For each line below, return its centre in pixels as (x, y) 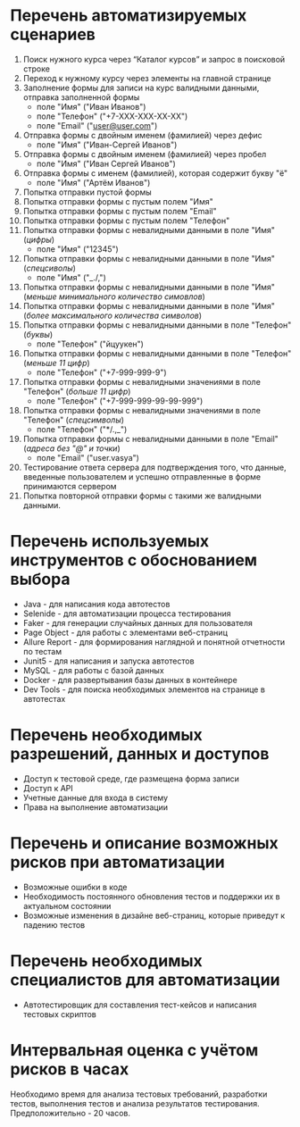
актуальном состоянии (67, 906)
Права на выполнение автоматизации (96, 807)
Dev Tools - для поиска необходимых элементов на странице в (144, 689)
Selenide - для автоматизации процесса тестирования (127, 614)
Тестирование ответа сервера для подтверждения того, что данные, (154, 467)
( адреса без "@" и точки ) (71, 448)
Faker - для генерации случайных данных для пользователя (137, 622)
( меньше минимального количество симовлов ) (114, 296)
